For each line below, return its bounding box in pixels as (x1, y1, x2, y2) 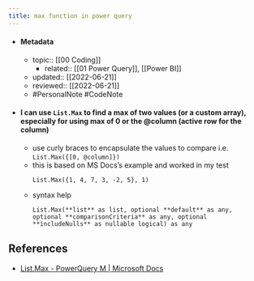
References (8, 242, 68, 256)
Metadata (19, 37, 54, 47)
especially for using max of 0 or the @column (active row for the (19, 117, 242, 126)
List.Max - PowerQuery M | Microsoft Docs (19, 263, 164, 273)
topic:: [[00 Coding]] (32, 54, 101, 65)
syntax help (32, 190, 71, 200)
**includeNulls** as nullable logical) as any (32, 220, 193, 228)
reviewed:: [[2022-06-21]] (32, 80, 120, 90)
